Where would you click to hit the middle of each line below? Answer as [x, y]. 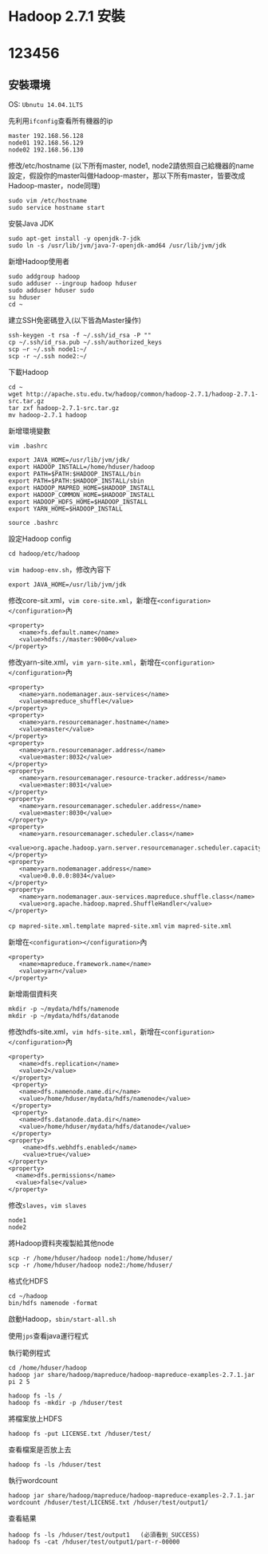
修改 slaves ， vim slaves [47, 1205]
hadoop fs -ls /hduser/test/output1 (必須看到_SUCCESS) [104, 1535]
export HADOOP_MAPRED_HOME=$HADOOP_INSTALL [82, 488]
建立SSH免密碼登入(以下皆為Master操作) [75, 321]
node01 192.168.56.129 [46, 143]
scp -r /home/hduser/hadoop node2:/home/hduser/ [91, 1265]
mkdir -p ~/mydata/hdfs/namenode [64, 1009]
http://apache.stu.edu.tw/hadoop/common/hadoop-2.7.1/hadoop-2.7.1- [142, 394]
